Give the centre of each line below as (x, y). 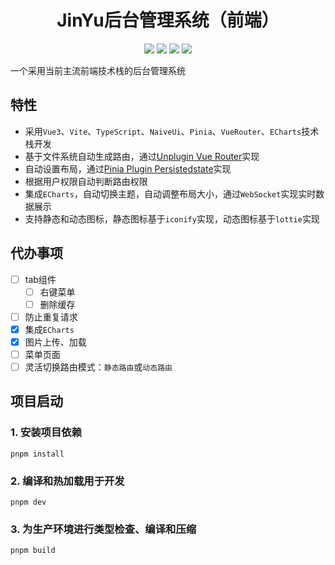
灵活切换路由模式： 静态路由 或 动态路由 (98, 367)
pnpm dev (28, 502)
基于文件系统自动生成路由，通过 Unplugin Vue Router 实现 (142, 156)
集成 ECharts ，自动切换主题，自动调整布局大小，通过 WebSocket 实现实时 (170, 193)
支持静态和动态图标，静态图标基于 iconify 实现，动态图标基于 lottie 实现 (172, 218)
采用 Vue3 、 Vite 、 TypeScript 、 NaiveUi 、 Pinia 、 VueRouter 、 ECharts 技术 (172, 131)
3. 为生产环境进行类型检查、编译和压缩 (103, 529)
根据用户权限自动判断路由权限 (86, 181)
